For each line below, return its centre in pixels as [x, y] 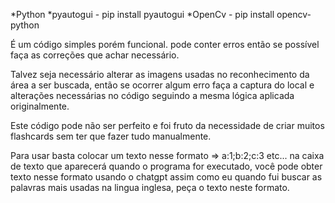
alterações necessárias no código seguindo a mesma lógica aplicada [152, 95]
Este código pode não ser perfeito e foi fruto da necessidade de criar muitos [167, 125]
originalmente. [40, 106]
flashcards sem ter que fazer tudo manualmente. [111, 136]
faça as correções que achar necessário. [95, 55]
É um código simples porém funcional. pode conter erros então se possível [165, 44]
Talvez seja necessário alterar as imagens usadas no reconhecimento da [160, 74]
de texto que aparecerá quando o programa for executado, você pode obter [166, 166]
